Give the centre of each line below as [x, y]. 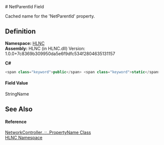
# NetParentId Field [24, 7]
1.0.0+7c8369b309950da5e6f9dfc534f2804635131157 [60, 53]
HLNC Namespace [24, 138]
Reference [16, 122]
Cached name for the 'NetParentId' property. [50, 16]
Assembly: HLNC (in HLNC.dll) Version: [45, 48]
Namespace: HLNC [25, 43]
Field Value [17, 83]
